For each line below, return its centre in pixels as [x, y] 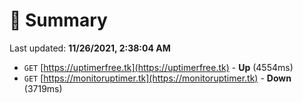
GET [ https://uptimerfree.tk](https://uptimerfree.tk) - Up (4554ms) [158, 67]
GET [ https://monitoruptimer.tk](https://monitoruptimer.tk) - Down [157, 78]
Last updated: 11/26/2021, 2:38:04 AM [90, 48]
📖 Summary [58, 20]
